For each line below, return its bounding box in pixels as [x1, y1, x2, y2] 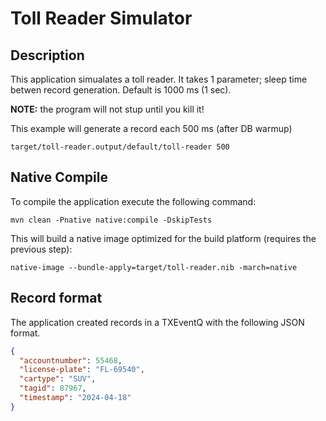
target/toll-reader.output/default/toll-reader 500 [10, 142, 230, 152]
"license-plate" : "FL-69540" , [19, 365, 145, 375]
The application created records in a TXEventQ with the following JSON [10, 316, 305, 328]
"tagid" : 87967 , [19, 383, 87, 394]
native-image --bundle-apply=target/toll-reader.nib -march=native [10, 262, 298, 272]
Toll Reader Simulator [10, 7, 193, 30]
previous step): [10, 243, 73, 255]
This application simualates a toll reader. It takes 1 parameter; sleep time [10, 73, 308, 85]
